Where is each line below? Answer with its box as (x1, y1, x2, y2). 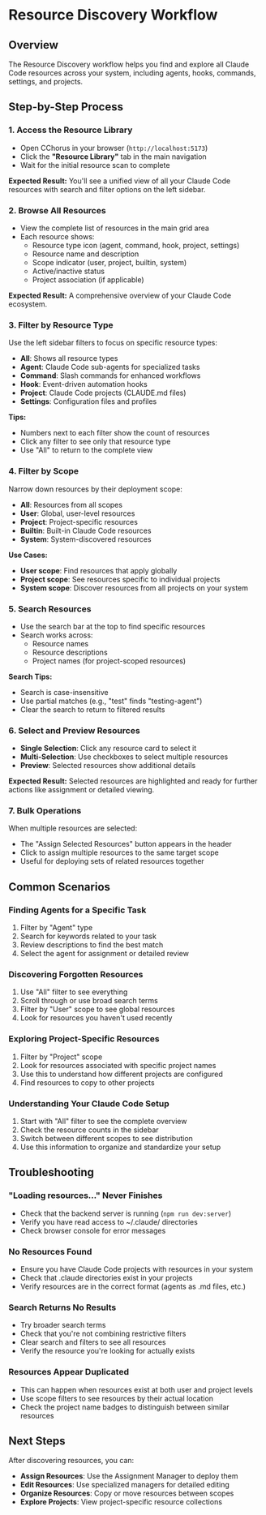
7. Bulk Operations (8, 805, 82, 817)
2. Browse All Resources (8, 204, 107, 216)
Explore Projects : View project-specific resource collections (19, 1497, 223, 1507)
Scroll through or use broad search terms (19, 996, 158, 1006)
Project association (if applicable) (32, 274, 144, 285)
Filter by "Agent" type (19, 923, 93, 933)
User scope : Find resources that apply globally (19, 565, 178, 575)
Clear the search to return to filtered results (19, 704, 165, 715)
